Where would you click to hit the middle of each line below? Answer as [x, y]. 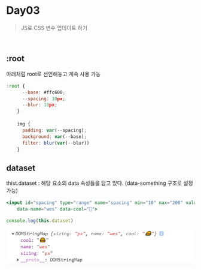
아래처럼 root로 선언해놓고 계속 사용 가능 [54, 74]
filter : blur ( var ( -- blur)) [56, 143]
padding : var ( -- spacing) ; [54, 130]
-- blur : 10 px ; [40, 105]
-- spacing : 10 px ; [44, 99]
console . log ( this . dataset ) [40, 220]
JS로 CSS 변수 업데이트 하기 [54, 28]
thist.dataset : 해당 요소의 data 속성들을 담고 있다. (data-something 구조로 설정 [100, 183]
